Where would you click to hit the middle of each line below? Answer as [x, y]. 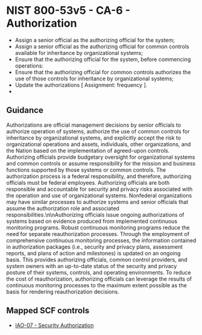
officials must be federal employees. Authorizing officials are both [88, 182]
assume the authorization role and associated [63, 208]
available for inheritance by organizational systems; [79, 53]
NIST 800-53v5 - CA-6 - [68, 11]
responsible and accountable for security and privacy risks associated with [99, 189]
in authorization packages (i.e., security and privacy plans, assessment [94, 247]
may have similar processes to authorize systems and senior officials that [97, 202]
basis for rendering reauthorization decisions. [63, 292]
